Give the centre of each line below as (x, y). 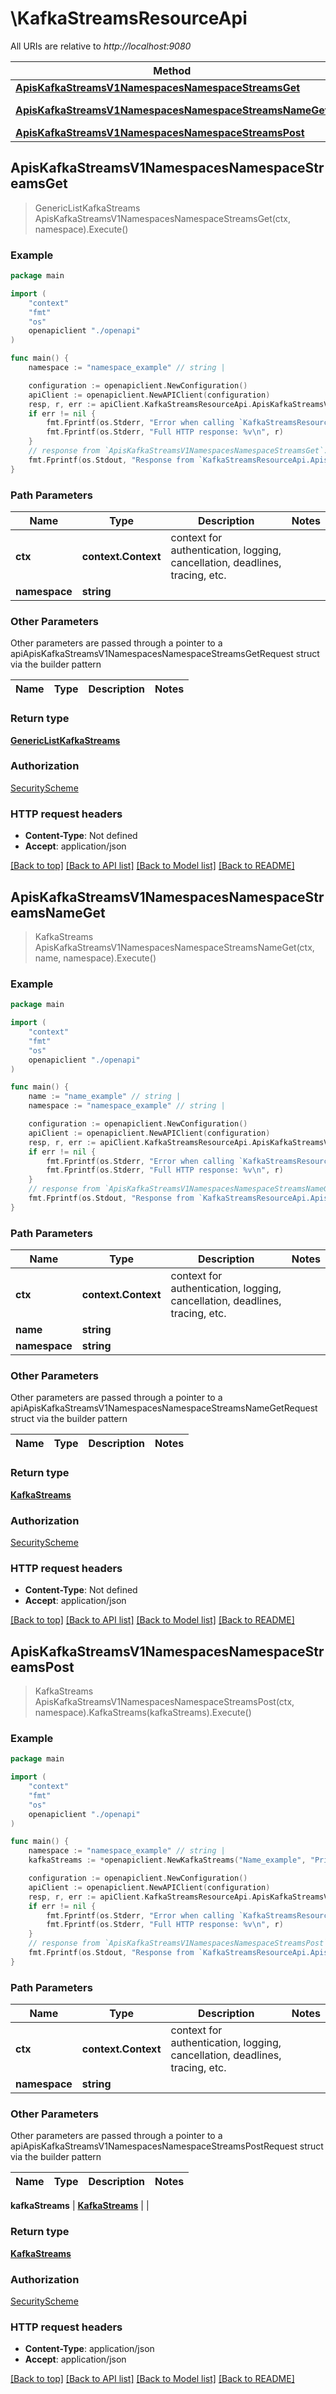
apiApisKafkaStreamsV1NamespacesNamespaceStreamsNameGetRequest (164, 1408)
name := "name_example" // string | (105, 1097)
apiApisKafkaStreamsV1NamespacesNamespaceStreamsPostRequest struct (167, 2146)
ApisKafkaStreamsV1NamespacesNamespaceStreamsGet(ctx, (163, 218)
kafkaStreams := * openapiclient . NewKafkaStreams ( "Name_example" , (167, 1860)
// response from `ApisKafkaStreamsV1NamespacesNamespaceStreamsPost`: (180, 1943)
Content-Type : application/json (89, 2349)
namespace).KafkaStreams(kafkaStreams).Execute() (143, 1713)
